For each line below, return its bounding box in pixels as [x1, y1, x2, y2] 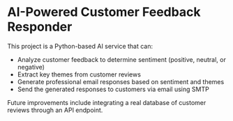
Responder [7, 19, 73, 35]
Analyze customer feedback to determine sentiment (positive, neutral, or [17, 55, 227, 63]
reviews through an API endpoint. [7, 106, 103, 114]
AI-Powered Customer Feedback [7, 4, 201, 20]
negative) [17, 63, 45, 71]
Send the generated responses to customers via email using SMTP [17, 85, 209, 93]
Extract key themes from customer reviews [17, 70, 142, 79]
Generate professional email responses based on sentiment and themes [17, 77, 225, 86]
